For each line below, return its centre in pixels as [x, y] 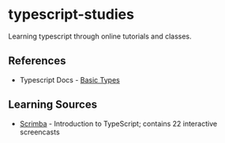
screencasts [40, 132]
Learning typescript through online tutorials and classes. [100, 36]
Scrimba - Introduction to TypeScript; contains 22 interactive [118, 123]
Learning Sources [52, 105]
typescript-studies [71, 15]
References [37, 61]
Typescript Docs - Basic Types [69, 79]
